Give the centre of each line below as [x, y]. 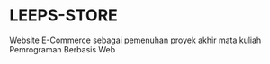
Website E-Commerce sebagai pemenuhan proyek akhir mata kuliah [135, 40]
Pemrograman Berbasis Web [63, 49]
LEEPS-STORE [64, 16]
